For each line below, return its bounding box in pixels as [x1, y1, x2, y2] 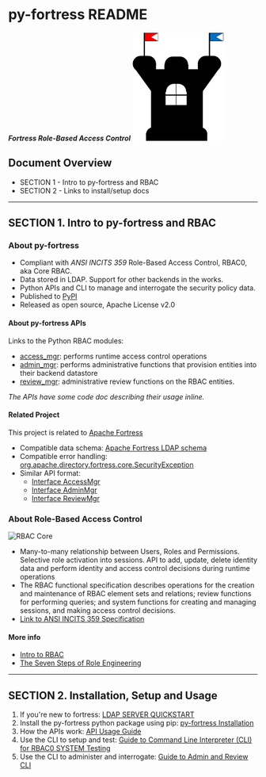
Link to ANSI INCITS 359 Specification [19, 614, 145, 624]
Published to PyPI [19, 292, 78, 301]
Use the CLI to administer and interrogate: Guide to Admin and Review [19, 752, 249, 762]
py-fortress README [8, 6, 148, 24]
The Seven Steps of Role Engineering [19, 658, 142, 668]
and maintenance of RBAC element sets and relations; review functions [19, 589, 252, 599]
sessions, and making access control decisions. [19, 606, 176, 615]
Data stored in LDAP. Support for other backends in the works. [19, 275, 224, 285]
